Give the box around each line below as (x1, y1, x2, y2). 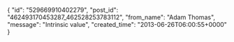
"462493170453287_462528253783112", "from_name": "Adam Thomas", (7, 13, 215, 21)
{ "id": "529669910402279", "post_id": (7, 6, 119, 14)
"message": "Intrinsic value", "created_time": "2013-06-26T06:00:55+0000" (7, 21, 227, 28)
